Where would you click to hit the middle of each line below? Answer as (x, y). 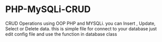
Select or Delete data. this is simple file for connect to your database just (81, 28)
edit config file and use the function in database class (61, 34)
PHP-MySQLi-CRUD (48, 9)
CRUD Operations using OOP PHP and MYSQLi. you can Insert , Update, (80, 23)
